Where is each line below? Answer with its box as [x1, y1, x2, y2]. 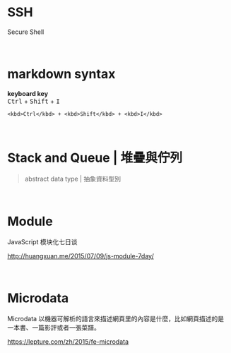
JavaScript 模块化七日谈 [7, 237, 78, 246]
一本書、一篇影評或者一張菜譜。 [7, 323, 100, 332]
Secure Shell [7, 28, 45, 36]
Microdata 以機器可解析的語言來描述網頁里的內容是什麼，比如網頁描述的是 [7, 314, 225, 323]
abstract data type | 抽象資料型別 [24, 174, 122, 183]
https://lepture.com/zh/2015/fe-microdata [7, 337, 129, 346]
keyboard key [7, 89, 48, 97]
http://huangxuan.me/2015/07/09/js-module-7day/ [7, 251, 154, 260]
